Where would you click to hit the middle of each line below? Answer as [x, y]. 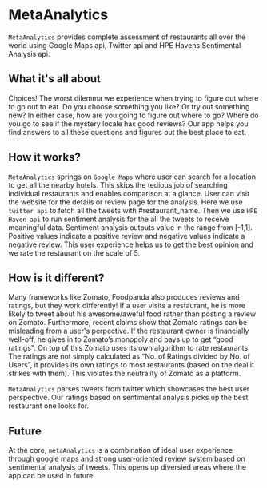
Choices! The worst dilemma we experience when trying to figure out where [133, 98]
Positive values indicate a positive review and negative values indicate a [127, 236]
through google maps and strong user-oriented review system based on [127, 459]
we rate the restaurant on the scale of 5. [74, 252]
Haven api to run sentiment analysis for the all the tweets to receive [119, 219]
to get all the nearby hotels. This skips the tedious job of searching [118, 184]
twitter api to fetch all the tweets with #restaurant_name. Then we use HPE [133, 210]
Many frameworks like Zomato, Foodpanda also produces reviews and [124, 297]
